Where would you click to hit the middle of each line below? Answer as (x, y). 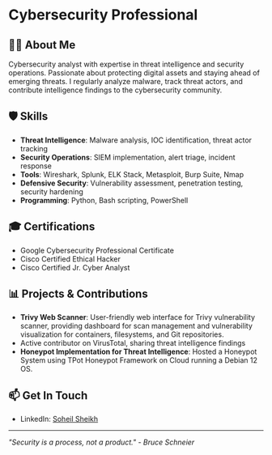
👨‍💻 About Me (42, 45)
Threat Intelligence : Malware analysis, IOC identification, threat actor (136, 140)
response (36, 166)
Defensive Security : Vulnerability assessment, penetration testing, (132, 183)
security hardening (51, 191)
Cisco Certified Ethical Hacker (70, 259)
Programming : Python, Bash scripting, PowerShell (104, 200)
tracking (34, 148)
